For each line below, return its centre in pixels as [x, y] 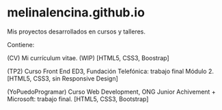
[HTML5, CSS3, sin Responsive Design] [63, 78]
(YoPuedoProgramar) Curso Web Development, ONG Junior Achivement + [112, 92]
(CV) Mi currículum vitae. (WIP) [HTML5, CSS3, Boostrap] [88, 58]
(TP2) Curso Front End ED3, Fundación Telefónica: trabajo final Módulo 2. [110, 71]
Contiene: [21, 44]
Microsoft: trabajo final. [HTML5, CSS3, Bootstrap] [78, 99]
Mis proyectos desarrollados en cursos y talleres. [76, 31]
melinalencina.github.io [76, 13]
